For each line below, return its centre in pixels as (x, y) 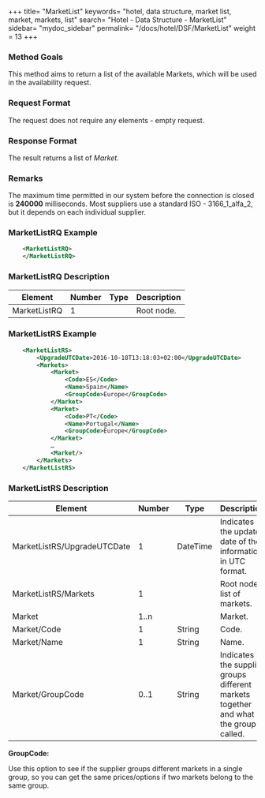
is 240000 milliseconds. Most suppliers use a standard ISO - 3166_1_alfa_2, (131, 204)
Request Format (39, 103)
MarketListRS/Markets (53, 594)
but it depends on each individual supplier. (77, 212)
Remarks (26, 178)
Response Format (43, 140)
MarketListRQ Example (53, 233)
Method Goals (35, 57)
